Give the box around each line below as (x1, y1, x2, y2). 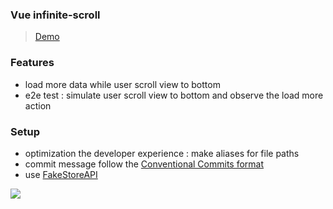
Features (10, 56, 55, 70)
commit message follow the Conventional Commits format (24, 158, 265, 170)
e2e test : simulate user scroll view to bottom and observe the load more (24, 89, 324, 101)
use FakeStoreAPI (24, 168, 98, 180)
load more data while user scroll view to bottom (24, 78, 221, 90)
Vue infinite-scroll (10, 8, 101, 22)
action (24, 99, 52, 112)
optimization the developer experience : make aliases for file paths (24, 147, 300, 159)
